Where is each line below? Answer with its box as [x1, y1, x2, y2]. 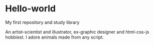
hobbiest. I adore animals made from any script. [5, 34, 104, 40]
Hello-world [5, 3, 56, 14]
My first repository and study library [5, 19, 80, 25]
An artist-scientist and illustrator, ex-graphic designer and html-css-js [5, 29, 149, 35]
